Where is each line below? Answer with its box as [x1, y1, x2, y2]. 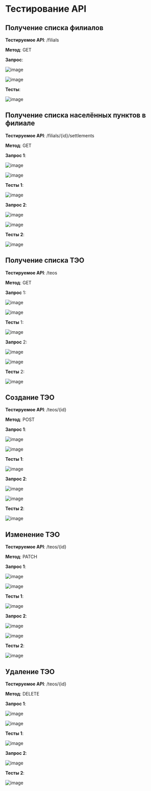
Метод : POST [5, 416, 35, 423]
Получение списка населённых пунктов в [5, 111, 146, 120]
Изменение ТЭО [5, 530, 60, 539]
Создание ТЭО [5, 393, 55, 402]
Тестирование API [5, 3, 87, 15]
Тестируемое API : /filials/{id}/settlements [5, 132, 94, 138]
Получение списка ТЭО [5, 256, 85, 265]
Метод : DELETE [5, 691, 40, 697]
